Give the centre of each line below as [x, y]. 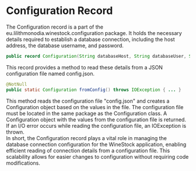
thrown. [15, 132]
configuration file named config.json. [50, 74]
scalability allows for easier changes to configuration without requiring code [97, 156]
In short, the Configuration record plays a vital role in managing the [87, 138]
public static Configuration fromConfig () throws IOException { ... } [94, 90]
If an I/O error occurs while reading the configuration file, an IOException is [96, 125]
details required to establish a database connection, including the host [90, 39]
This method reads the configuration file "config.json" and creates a [88, 101]
